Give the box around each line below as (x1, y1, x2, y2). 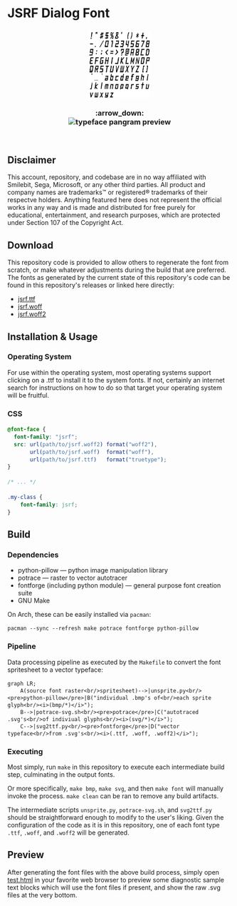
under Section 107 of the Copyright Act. (7, 218, 124, 227)
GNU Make (17, 596, 51, 605)
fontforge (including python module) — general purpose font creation (17, 581, 221, 590)
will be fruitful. (7, 391, 50, 399)
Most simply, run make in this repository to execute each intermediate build (7, 762, 225, 771)
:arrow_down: (95, 109, 144, 119)
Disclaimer (7, 153, 56, 166)
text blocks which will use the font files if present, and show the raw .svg (7, 883, 221, 892)
